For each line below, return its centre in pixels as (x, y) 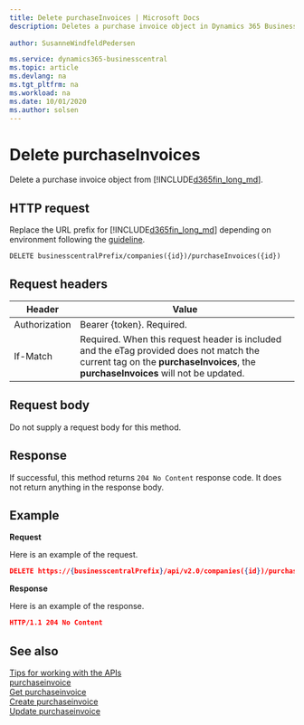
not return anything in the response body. (87, 487)
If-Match (33, 356)
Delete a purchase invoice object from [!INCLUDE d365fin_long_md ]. (137, 180)
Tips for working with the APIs (66, 673)
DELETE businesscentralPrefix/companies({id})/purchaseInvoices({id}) (145, 256)
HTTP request (50, 208)
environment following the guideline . (77, 240)
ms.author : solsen (44, 110)
